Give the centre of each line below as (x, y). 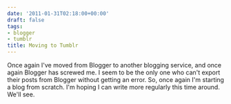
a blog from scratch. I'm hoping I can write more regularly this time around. (114, 87)
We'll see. (21, 94)
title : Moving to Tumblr (43, 45)
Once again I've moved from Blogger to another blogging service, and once (114, 65)
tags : (15, 26)
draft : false (26, 20)
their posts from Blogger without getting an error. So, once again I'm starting (115, 80)
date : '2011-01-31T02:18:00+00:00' (58, 13)
